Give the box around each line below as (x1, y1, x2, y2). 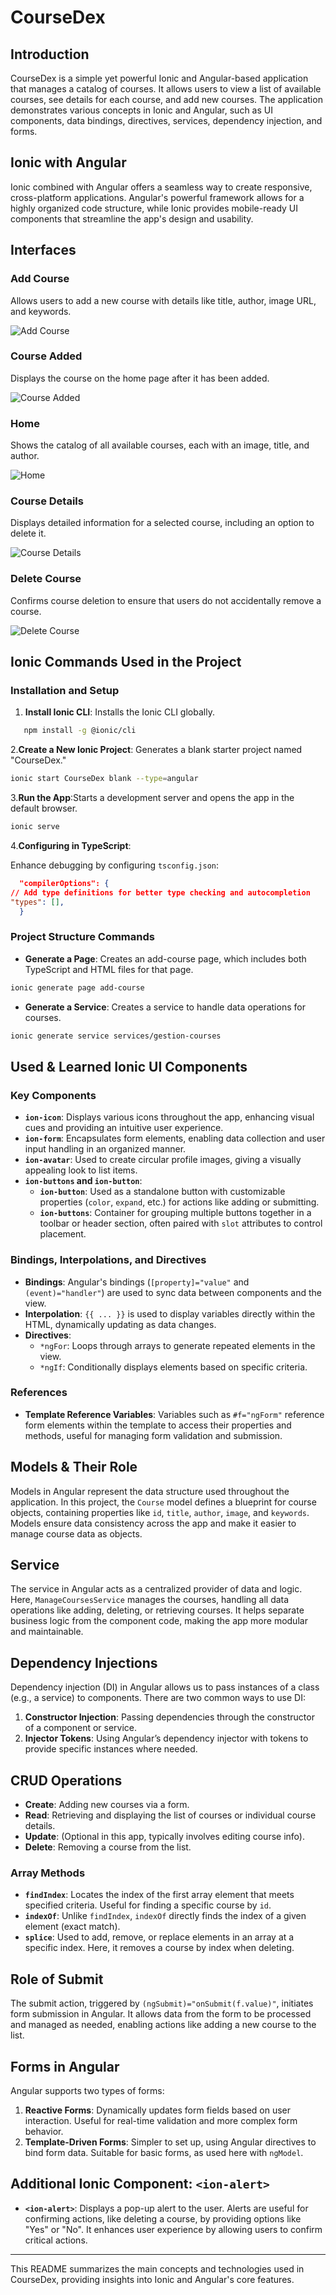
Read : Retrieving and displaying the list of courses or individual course (24, 1809, 317, 1821)
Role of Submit (10, 1971, 104, 1988)
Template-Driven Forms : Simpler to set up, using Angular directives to (24, 2136, 317, 2148)
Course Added (10, 349, 83, 363)
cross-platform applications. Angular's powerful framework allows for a (10, 191, 305, 203)
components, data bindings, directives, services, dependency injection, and (10, 115, 323, 126)
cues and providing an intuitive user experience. (24, 1122, 224, 1134)
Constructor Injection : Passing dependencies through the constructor (24, 1711, 315, 1723)
